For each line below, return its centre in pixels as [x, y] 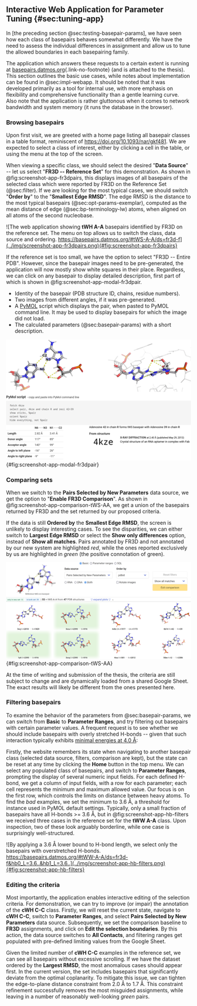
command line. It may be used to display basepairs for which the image [101, 312]
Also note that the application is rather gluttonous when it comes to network [98, 101]
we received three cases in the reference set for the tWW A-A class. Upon [96, 820]
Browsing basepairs [35, 122]
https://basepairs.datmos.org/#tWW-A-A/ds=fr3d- [67, 857]
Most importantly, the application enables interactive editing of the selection [98, 898]
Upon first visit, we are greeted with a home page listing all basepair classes [98, 135]
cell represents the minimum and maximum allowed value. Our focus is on [95, 789]
